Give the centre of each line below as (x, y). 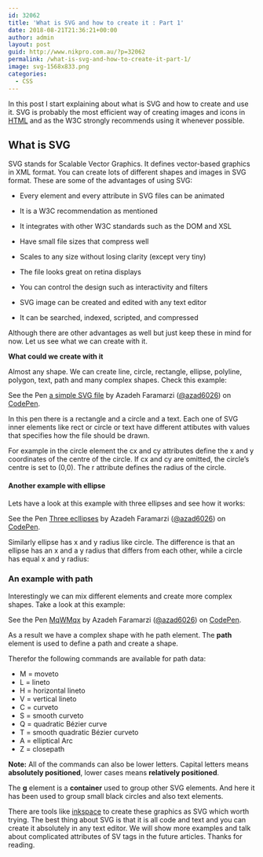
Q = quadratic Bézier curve (63, 723)
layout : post (29, 45)
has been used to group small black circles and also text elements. (116, 796)
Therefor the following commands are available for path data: (107, 658)
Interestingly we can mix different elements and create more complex (121, 596)
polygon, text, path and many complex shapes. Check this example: (118, 380)
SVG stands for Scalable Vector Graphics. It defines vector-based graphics (129, 164)
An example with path (51, 579)
